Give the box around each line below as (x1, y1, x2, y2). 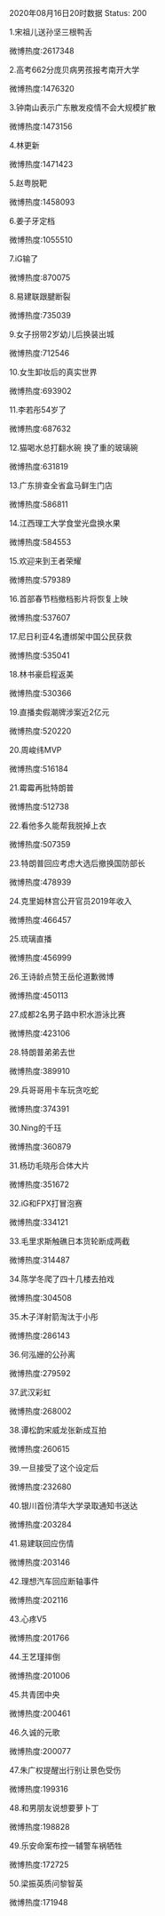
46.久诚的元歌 (9, 1728, 60, 1737)
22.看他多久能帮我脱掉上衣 (9, 821, 107, 830)
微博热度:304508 (9, 1293, 73, 1303)
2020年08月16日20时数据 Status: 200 (9, 8, 147, 18)
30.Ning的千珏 (9, 1123, 62, 1133)
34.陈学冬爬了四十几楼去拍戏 (9, 1274, 115, 1284)
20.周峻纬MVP (9, 745, 62, 755)
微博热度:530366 (9, 688, 72, 698)
